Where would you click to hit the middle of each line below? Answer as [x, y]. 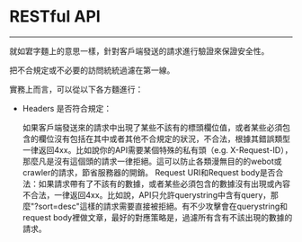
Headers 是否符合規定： [67, 108]
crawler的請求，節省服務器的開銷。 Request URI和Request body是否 [149, 172]
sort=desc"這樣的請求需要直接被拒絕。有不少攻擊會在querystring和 [163, 206]
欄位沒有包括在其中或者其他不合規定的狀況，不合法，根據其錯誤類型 [164, 139]
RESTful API [55, 17]
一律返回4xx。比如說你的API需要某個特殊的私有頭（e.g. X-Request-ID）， [157, 149]
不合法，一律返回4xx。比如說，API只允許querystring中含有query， [147, 194]
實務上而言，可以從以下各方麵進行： [76, 89]
